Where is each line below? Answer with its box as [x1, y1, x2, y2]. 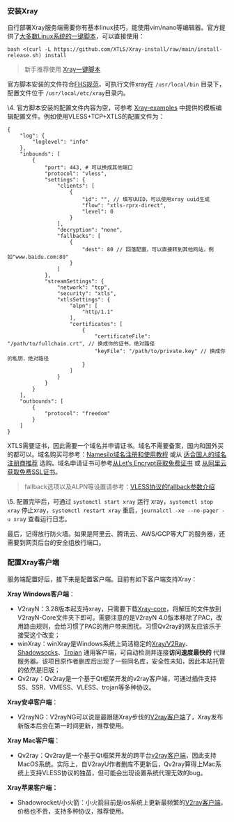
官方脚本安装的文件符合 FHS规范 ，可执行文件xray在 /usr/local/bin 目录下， [7, 80, 226, 89]
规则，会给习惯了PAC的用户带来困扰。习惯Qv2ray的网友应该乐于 [36, 622, 221, 630]
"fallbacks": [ [56, 232, 101, 240]
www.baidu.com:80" [15, 253, 69, 261]
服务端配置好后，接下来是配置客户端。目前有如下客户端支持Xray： [7, 574, 198, 583]
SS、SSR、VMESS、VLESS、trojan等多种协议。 [17, 682, 155, 692]
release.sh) [7, 52, 42, 59]
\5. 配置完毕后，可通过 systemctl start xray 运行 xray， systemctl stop [7, 498, 214, 506]
